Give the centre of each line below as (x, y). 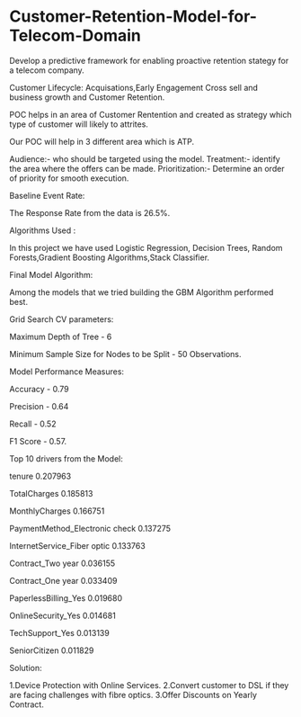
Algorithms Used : (43, 230)
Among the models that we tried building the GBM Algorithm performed (142, 292)
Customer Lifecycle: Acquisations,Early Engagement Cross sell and (134, 87)
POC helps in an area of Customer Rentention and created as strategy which (150, 114)
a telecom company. (47, 70)
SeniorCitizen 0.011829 (52, 650)
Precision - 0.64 (39, 406)
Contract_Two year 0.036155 (62, 563)
